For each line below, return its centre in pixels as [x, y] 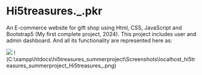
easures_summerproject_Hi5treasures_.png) [61, 65]
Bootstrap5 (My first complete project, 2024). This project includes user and [101, 34]
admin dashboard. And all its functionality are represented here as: [89, 40]
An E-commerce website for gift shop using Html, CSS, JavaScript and [94, 28]
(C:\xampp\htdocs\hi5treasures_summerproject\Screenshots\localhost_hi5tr [101, 59]
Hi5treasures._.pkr [54, 11]
